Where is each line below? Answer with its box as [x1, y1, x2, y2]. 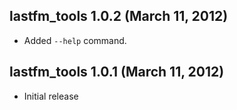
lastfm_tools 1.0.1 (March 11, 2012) [9, 64, 225, 81]
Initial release [23, 90, 79, 102]
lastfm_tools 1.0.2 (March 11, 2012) [9, 8, 229, 25]
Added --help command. [23, 34, 127, 46]
